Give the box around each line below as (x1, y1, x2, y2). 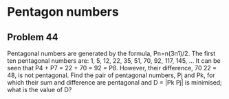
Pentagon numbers (7, 4, 119, 20)
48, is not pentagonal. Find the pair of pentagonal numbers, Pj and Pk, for (7, 71, 215, 79)
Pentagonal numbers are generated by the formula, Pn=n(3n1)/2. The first (7, 49, 216, 57)
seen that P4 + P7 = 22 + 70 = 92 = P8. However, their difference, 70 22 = (7, 64, 217, 72)
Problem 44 (7, 31, 58, 43)
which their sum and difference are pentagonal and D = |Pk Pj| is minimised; (7, 79, 222, 86)
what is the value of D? (7, 86, 72, 94)
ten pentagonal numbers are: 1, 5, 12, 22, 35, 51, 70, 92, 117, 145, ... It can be (7, 57, 221, 65)
